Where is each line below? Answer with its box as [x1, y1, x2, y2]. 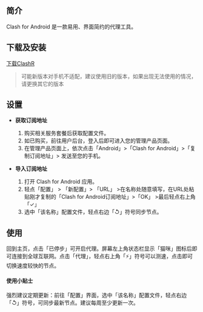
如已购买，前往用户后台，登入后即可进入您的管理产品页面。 [24, 137, 173, 144]
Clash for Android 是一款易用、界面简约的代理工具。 [6, 23, 137, 30]
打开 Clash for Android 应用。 [24, 178, 98, 185]
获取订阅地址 [15, 117, 47, 124]
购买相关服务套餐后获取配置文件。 [24, 130, 110, 137]
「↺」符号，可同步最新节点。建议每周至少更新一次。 [6, 299, 139, 307]
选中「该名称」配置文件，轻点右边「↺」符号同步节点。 [24, 208, 162, 216]
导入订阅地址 [15, 165, 47, 173]
